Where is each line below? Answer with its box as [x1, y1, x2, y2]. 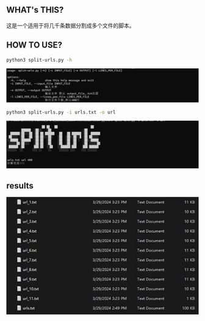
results [6, 180, 34, 191]
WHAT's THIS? [6, 5, 64, 15]
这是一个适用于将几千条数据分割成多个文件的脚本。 [6, 21, 135, 29]
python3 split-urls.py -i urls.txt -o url [6, 109, 116, 115]
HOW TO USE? [6, 40, 63, 51]
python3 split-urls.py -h [6, 57, 72, 63]
